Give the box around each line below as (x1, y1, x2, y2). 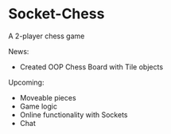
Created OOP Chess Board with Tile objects (19, 61, 164, 72)
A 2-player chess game (8, 31, 85, 41)
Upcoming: (8, 77, 45, 87)
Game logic (19, 101, 58, 111)
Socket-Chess (8, 5, 105, 23)
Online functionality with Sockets (19, 109, 128, 120)
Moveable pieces (19, 93, 77, 102)
